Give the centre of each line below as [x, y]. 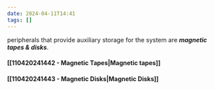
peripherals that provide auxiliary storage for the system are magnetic [107, 39]
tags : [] [20, 20]
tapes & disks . [28, 47]
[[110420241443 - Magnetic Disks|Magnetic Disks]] [83, 79]
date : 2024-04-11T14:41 [41, 13]
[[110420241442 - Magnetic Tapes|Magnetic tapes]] [84, 63]
